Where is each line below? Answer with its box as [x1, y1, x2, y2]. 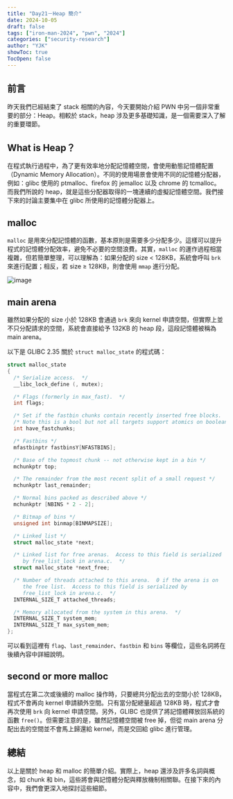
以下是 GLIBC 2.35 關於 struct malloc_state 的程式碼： [7, 347, 166, 356]
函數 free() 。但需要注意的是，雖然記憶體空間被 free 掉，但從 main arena [7, 716, 216, 724]
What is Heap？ [7, 141, 76, 153]
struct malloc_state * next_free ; [13, 565, 110, 572]
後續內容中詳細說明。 [7, 650, 68, 658]
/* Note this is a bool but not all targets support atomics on [13, 419, 203, 426]
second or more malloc [7, 671, 109, 682]
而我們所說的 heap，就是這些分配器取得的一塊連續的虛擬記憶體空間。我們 [7, 188, 218, 196]
